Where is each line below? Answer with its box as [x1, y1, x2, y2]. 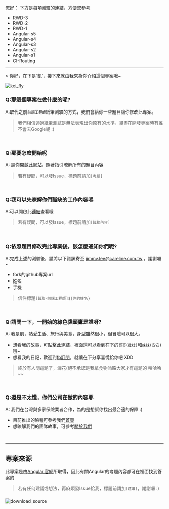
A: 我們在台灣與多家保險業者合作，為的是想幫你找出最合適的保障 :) [5, 406, 143, 413]
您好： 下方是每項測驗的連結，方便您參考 [5, 5, 91, 11]
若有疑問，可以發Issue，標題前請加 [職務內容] [17, 219, 110, 225]
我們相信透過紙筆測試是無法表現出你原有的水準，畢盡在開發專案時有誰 [17, 120, 163, 126]
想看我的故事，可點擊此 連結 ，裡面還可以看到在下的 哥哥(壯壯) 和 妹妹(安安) [12, 342, 162, 348]
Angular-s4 [12, 36, 36, 42]
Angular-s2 [12, 47, 36, 53]
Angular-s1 [12, 52, 35, 59]
